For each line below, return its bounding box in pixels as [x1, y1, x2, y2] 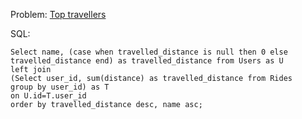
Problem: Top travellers [10, 9, 107, 20]
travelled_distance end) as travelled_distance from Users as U [10, 56, 284, 66]
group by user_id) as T [10, 82, 110, 92]
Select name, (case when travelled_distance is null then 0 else [10, 47, 288, 57]
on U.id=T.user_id [10, 91, 87, 101]
